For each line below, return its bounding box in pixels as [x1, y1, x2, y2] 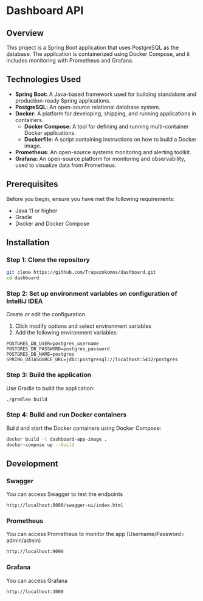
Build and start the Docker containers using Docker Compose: [6, 424, 162, 432]
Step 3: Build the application [6, 371, 92, 379]
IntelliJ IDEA [6, 297, 43, 305]
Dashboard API [6, 4, 84, 18]
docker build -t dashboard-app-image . [6, 436, 108, 442]
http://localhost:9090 [6, 549, 64, 555]
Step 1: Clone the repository [6, 256, 90, 264]
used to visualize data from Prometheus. [15, 161, 117, 169]
